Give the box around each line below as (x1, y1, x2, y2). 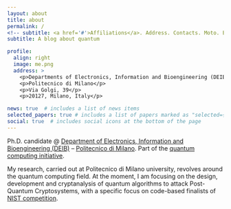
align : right (13, 54, 51, 62)
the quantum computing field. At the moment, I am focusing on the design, (7, 172, 218, 180)
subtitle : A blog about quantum (7, 36, 100, 43)
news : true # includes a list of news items (7, 105, 140, 112)
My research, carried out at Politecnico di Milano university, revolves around (7, 164, 223, 173)
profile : (7, 48, 32, 55)
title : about (7, 16, 45, 23)
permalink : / (7, 23, 45, 30)
